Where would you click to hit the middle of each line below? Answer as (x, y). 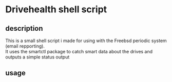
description (24, 28)
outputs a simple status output (37, 57)
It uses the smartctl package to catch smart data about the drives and (79, 52)
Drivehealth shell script (56, 9)
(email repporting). (25, 46)
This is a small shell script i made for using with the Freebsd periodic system (86, 40)
